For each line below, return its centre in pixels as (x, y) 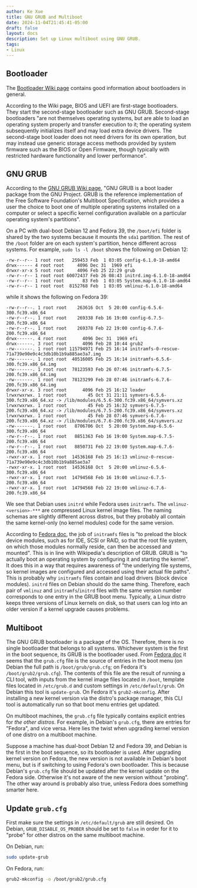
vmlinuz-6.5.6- (148, 468)
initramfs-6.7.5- (151, 370)
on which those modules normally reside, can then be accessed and (89, 547)
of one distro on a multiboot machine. (51, 735)
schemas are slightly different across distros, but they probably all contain (96, 517)
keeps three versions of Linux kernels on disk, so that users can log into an (97, 603)
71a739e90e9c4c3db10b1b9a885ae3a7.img (54, 354)
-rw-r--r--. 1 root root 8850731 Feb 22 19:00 (67, 447)
